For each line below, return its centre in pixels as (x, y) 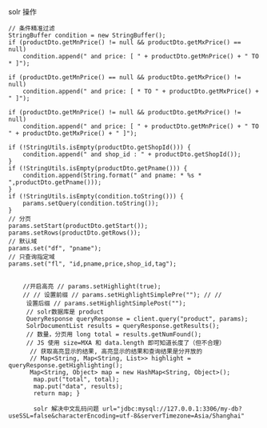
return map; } (57, 394)
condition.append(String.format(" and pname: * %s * (112, 175)
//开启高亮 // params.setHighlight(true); (92, 286)
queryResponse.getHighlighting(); (66, 366)
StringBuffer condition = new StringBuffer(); (87, 35)
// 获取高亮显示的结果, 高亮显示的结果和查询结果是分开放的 (116, 351)
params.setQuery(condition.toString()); (91, 203)
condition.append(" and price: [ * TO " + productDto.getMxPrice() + (141, 91)
